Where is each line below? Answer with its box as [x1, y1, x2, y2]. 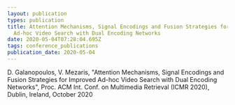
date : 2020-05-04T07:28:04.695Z [7, 36, 101, 43]
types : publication [7, 17, 64, 24]
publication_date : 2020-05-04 [7, 49, 96, 56]
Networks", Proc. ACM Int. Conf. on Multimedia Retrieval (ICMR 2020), [7, 83, 210, 91]
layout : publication [7, 10, 68, 17]
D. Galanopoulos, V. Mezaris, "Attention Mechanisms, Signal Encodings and [7, 67, 225, 76]
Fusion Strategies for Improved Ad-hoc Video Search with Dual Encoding [7, 75, 218, 83]
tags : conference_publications [7, 42, 99, 49]
